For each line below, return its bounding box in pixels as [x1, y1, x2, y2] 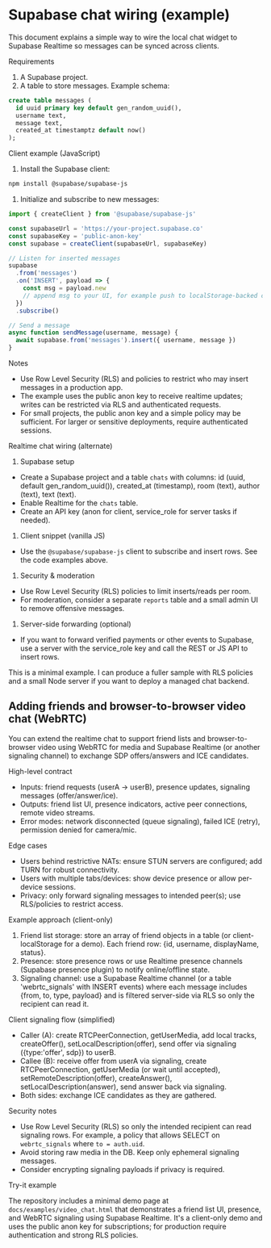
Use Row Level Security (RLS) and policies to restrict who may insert [19, 374, 248, 384]
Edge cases [8, 840, 48, 850]
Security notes [8, 1106, 57, 1116]
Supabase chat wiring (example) [8, 6, 231, 24]
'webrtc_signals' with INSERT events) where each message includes [19, 982, 248, 991]
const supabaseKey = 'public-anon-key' [8, 232, 143, 240]
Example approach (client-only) [8, 915, 113, 924]
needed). [19, 515, 51, 526]
